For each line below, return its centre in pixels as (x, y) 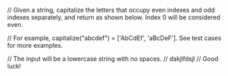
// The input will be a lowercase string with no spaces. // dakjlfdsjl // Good (113, 59)
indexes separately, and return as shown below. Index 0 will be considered (114, 17)
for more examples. (35, 45)
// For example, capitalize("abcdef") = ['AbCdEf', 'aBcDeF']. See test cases (114, 38)
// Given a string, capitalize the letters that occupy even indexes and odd (111, 10)
